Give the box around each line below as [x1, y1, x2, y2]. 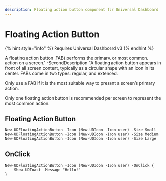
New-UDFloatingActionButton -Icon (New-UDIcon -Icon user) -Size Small [5, 127, 156, 133]
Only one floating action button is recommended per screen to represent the [5, 95, 161, 101]
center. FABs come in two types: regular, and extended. [5, 70, 118, 76]
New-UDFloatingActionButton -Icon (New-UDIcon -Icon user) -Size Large [5, 136, 156, 141]
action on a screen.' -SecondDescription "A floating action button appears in [5, 60, 161, 66]
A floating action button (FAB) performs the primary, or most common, [5, 55, 149, 60]
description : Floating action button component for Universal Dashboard [5, 7, 159, 12]
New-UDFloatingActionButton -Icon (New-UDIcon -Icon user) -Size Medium [5, 132, 159, 137]
